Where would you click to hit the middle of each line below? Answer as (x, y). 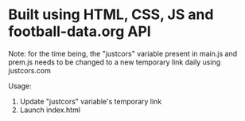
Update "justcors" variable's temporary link (91, 101)
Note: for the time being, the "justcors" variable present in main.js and (122, 53)
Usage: (20, 86)
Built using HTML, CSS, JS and (111, 15)
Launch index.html (50, 110)
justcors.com (30, 70)
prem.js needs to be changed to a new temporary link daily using (115, 62)
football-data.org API (80, 31)
